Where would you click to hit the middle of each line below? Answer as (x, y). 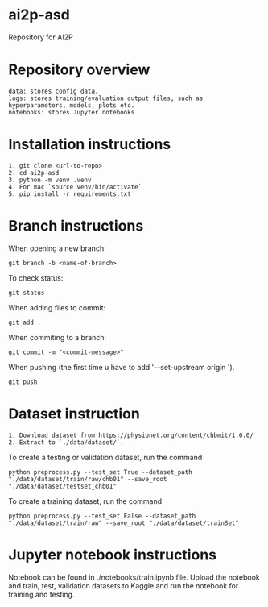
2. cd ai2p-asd (34, 173)
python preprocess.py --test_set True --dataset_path (101, 472)
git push (23, 382)
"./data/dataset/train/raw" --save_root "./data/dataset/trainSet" (124, 523)
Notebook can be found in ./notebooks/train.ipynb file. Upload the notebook (134, 577)
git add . (25, 322)
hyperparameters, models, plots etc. (72, 105)
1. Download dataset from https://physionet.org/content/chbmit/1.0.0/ (131, 435)
